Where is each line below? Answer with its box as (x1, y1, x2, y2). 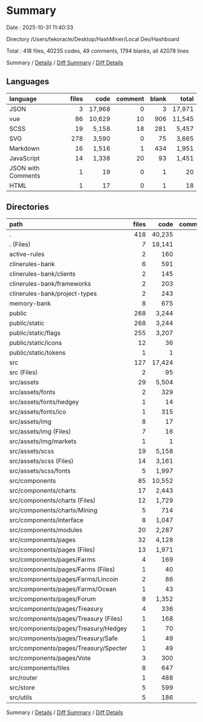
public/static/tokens (9, 348, 66, 356)
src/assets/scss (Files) (9, 456, 74, 465)
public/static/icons (9, 338, 62, 347)
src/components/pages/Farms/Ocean (9, 584, 117, 593)
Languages (6, 76, 50, 87)
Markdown (9, 144, 40, 152)
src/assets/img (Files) (9, 427, 71, 435)
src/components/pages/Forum (9, 595, 96, 603)
